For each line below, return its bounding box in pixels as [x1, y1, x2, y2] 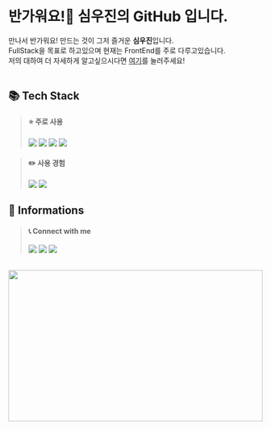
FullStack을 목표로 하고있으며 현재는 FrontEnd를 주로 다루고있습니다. [8, 45, 226, 55]
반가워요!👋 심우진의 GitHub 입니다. [8, 7, 228, 26]
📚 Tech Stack [8, 90, 80, 103]
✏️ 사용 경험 [27, 158, 66, 168]
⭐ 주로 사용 [27, 116, 63, 126]
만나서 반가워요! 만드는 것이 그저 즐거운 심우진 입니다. [8, 35, 174, 45]
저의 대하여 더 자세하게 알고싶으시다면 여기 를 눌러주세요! [8, 56, 186, 65]
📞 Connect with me [27, 226, 91, 236]
